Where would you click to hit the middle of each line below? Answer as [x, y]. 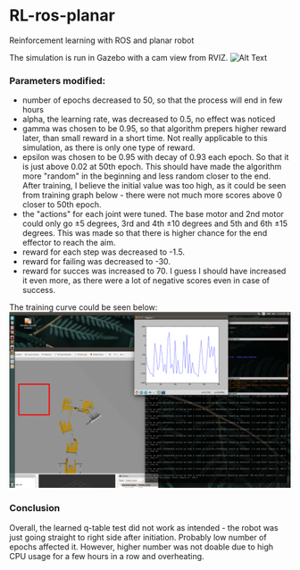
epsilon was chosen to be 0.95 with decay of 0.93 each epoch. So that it [155, 157]
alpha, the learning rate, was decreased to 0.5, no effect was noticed [149, 119]
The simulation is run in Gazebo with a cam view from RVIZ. [119, 57]
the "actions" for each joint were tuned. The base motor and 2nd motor [153, 214]
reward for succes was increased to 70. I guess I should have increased [154, 271]
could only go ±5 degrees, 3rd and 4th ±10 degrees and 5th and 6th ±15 [155, 223]
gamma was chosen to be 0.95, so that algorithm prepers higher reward [154, 129]
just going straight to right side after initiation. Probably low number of [138, 537]
